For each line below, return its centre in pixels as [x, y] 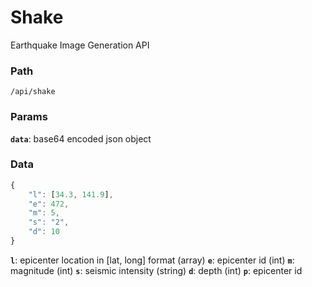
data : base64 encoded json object [81, 138]
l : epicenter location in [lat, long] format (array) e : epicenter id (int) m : [152, 260]
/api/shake [33, 92]
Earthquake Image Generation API [80, 45]
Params [29, 117]
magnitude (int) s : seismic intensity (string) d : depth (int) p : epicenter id [156, 270]
